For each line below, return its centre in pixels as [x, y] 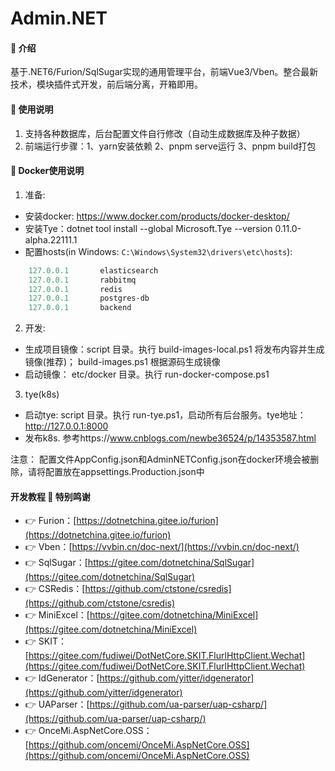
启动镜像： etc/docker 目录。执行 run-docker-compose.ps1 [147, 374]
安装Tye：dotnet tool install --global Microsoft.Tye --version [148, 228]
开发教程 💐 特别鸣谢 [50, 496]
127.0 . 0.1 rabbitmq [82, 280]
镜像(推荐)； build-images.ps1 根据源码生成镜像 [122, 362]
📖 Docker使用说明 [47, 171]
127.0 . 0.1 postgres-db [89, 298]
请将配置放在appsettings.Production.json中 [116, 472]
